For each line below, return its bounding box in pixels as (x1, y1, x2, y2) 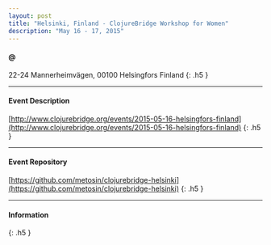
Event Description (8, 96, 70, 106)
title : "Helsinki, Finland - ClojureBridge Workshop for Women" (8, 19, 229, 27)
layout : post (8, 11, 52, 20)
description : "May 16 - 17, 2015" (8, 27, 125, 35)
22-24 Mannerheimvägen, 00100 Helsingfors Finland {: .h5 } (8, 70, 209, 79)
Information (8, 209, 49, 219)
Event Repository (8, 157, 68, 167)
